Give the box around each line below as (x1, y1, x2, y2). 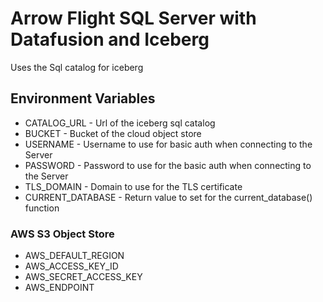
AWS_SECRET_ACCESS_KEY (24, 271, 143, 283)
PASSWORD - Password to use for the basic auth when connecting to (24, 159, 312, 171)
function (24, 202, 60, 214)
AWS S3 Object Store (10, 227, 115, 241)
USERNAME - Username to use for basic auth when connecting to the (24, 138, 313, 150)
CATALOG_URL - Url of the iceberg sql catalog (24, 117, 216, 129)
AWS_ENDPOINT (24, 282, 95, 294)
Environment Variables (10, 90, 156, 107)
